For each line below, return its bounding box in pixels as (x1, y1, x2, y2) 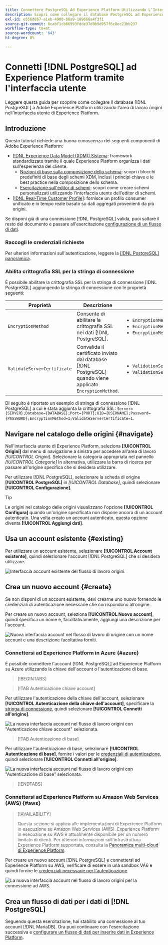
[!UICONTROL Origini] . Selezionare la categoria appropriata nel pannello (5, 454, 154, 460)
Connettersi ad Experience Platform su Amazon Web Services (5, 793, 159, 800)
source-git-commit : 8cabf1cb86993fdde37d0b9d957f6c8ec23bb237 (5, 21, 137, 27)
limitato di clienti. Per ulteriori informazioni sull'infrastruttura (17, 837, 141, 843)
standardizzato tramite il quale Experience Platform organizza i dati (12, 158, 151, 164)
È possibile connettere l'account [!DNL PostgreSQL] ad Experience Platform (5, 660, 161, 666)
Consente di (76, 310, 105, 317)
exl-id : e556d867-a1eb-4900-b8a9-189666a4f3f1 (5, 17, 104, 22)
